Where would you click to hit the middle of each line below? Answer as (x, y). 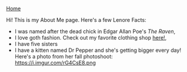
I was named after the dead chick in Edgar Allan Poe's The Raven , (95, 31)
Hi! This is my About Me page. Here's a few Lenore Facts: (76, 20)
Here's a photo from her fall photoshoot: (64, 56)
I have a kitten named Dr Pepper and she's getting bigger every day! (98, 50)
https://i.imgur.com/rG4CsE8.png (55, 63)
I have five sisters (36, 44)
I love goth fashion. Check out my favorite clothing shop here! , (91, 37)
